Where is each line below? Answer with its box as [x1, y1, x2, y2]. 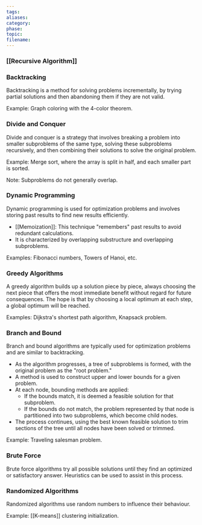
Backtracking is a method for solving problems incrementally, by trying [6, 87, 182, 94]
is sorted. [6, 164, 30, 172]
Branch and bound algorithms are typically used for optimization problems [6, 342, 191, 350]
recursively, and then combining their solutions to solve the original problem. [6, 146, 197, 154]
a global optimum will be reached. [6, 302, 90, 310]
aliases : [6, 14, 28, 21]
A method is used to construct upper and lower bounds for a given [14, 374, 181, 381]
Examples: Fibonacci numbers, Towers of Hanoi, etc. [6, 254, 137, 261]
